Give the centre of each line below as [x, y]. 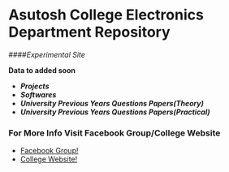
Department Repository [89, 32]
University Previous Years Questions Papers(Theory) [112, 103]
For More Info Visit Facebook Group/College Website [114, 133]
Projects [35, 86]
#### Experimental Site [47, 54]
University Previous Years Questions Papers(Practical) [115, 112]
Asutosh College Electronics [106, 15]
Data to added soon [42, 70]
